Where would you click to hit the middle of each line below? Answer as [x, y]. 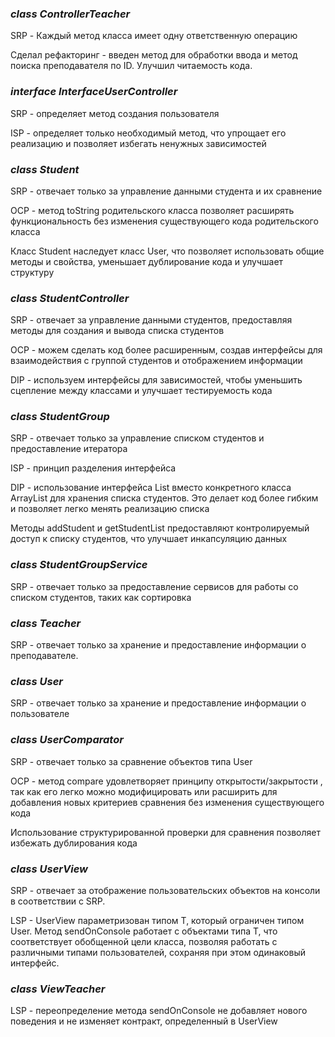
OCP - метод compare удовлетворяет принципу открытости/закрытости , [166, 781]
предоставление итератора [69, 449]
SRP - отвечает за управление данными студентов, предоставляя [151, 320]
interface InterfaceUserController [94, 92]
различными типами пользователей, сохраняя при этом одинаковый [158, 952]
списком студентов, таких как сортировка [101, 597]
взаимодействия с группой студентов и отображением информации [156, 361]
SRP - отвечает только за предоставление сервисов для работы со [154, 586]
